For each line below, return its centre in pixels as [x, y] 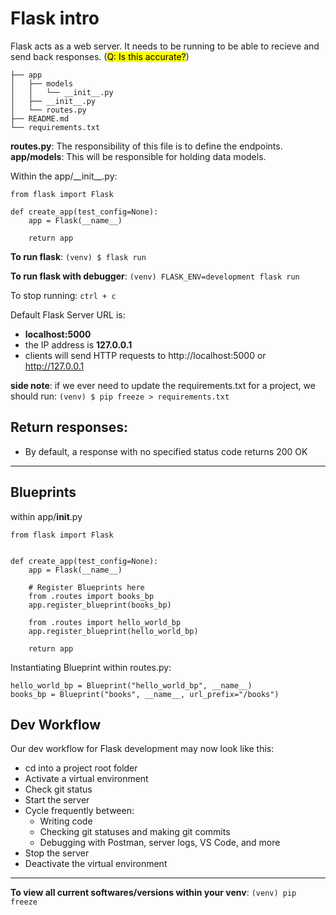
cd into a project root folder [81, 768]
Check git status [58, 789]
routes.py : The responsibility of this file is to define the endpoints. [146, 146]
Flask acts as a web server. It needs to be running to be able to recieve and [165, 46]
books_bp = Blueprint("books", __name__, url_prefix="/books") [145, 694]
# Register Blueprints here [86, 587]
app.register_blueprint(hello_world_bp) [113, 631]
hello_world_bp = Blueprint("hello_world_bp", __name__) [131, 685]
